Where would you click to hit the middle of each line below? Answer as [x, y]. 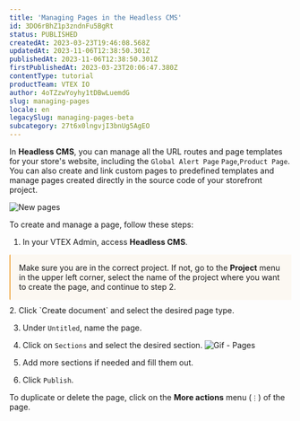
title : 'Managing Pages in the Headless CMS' [95, 18]
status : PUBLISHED [43, 34]
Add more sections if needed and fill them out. [108, 363]
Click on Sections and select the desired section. [112, 345]
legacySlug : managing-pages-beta [72, 118]
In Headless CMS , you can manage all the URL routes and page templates [146, 152]
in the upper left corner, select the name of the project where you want [150, 277]
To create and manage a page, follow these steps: [102, 224]
